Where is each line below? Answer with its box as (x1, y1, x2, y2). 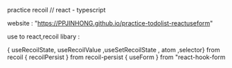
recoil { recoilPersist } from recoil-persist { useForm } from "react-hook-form (7, 53, 226, 61)
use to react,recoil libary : (7, 32, 80, 41)
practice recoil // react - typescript (7, 6, 106, 14)
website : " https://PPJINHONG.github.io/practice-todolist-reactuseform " (7, 19, 213, 27)
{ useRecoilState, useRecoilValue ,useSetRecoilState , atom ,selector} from (7, 46, 220, 54)
